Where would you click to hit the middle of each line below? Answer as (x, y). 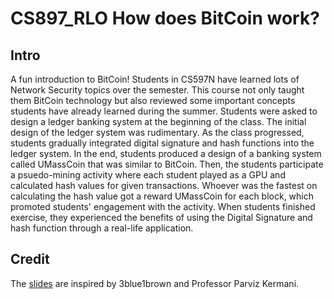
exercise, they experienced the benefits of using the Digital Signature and (161, 217)
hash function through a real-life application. (102, 228)
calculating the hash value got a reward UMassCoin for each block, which (162, 196)
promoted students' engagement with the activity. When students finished (163, 206)
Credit (30, 259)
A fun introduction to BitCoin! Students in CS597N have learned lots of (155, 79)
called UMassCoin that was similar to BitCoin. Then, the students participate (167, 164)
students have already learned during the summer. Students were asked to (164, 111)
